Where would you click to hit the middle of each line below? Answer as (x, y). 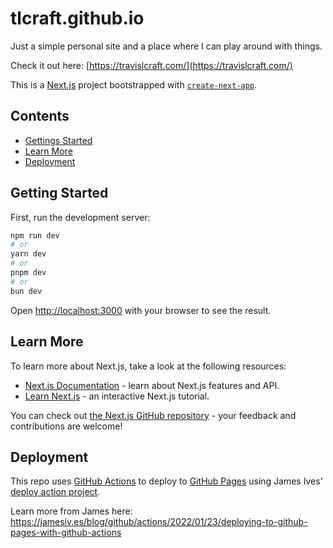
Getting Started (59, 193)
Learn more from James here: (71, 511)
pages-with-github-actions (66, 533)
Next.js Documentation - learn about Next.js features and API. (152, 385)
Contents (40, 116)
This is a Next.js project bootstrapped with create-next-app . (134, 84)
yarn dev (28, 254)
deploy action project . (55, 492)
